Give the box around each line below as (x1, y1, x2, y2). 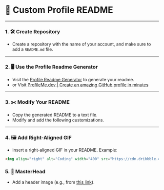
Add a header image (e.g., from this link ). (12, 179, 95, 185)
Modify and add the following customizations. (12, 117, 104, 123)
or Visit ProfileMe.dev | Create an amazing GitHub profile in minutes (12, 82, 149, 88)
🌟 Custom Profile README (5, 4, 113, 16)
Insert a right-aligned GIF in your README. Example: (12, 147, 118, 153)
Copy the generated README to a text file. (12, 112, 98, 118)
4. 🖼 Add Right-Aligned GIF (5, 134, 72, 141)
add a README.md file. (12, 47, 54, 52)
